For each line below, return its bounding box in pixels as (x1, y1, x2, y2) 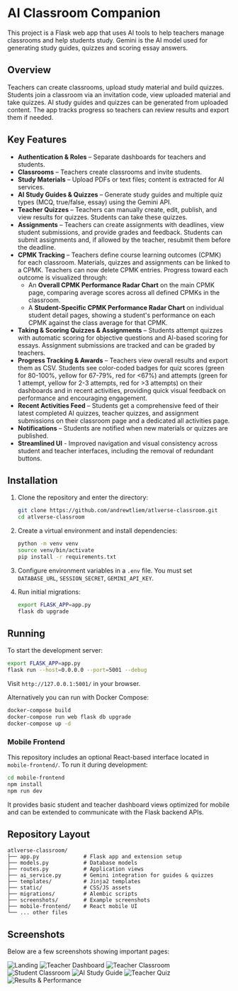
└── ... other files (7, 909, 69, 917)
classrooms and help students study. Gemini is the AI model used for (7, 35, 208, 44)
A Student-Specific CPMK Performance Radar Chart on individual (28, 303, 225, 311)
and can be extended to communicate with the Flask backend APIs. (7, 807, 204, 816)
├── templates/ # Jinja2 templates (7, 878, 141, 885)
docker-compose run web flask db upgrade (7, 713, 132, 721)
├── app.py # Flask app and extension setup (7, 853, 182, 860)
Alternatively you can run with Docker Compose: (7, 693, 149, 702)
